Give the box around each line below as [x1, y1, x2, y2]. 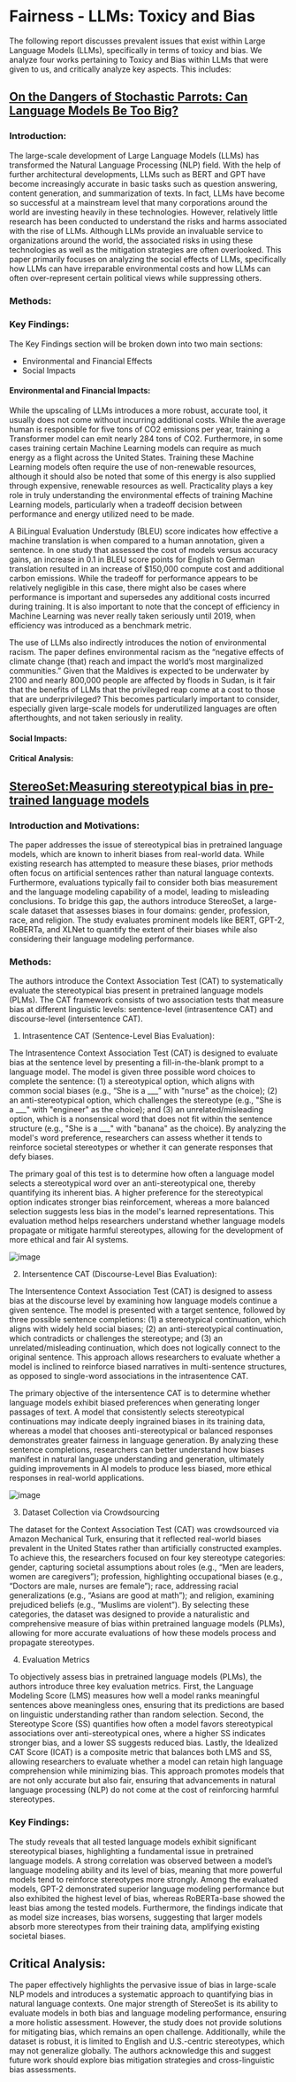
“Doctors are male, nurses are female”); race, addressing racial [9, 1580, 239, 1592]
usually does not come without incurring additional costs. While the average [9, 415, 285, 425]
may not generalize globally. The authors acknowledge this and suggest [9, 2046, 271, 2056]
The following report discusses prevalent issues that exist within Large [9, 35, 266, 46]
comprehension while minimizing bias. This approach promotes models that [9, 1766, 285, 1776]
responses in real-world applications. [9, 1473, 145, 1484]
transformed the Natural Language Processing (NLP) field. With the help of [9, 160, 281, 170]
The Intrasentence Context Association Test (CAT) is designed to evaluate [9, 1048, 278, 1058]
